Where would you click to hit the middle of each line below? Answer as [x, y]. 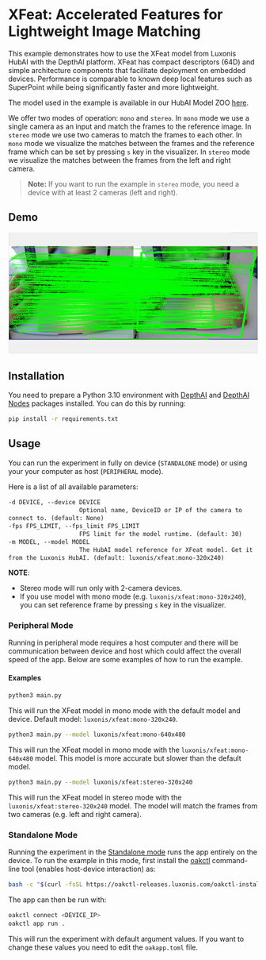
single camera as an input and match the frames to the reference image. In [130, 126]
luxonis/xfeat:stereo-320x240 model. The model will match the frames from [133, 806]
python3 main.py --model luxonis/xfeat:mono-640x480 [97, 735]
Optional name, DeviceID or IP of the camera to [161, 510]
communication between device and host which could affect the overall [125, 651]
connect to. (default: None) [56, 518]
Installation [36, 376]
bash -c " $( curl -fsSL [46, 885]
